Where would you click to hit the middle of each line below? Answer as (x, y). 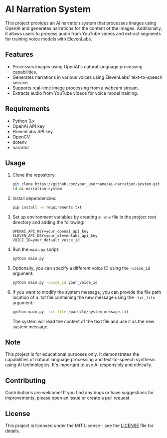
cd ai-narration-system (37, 189)
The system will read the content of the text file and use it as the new (83, 321)
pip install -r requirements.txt (47, 208)
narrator (21, 147)
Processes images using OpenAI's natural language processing (78, 66)
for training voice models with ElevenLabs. (49, 39)
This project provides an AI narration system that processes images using (81, 23)
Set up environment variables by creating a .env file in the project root (84, 217)
